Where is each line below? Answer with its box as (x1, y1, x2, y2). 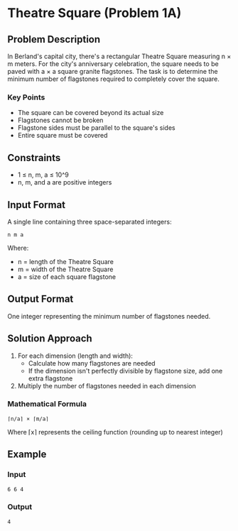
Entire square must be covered (17, 131, 108, 140)
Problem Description (7, 33, 101, 45)
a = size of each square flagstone (17, 272, 117, 281)
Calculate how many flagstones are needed (28, 358, 156, 367)
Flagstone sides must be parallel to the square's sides (17, 124, 175, 132)
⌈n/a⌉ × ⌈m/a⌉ (7, 415, 50, 422)
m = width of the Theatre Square (17, 265, 114, 273)
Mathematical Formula (7, 399, 87, 409)
